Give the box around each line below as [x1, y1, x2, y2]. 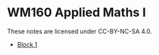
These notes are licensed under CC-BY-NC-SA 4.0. [7, 27, 152, 35]
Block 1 [16, 40, 38, 48]
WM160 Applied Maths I [7, 5, 146, 20]
